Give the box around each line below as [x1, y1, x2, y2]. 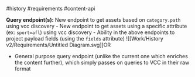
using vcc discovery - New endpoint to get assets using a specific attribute [6, 23, 187, 29]
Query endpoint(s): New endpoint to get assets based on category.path [6, 16, 181, 23]
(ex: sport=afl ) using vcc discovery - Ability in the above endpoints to [6, 29, 175, 36]
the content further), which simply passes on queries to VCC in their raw [14, 59, 190, 66]
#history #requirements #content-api [6, 5, 95, 12]
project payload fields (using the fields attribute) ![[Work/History [6, 35, 163, 42]
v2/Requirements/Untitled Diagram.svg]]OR [6, 41, 111, 48]
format [14, 65, 31, 72]
